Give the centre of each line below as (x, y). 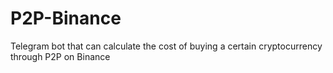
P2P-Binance (66, 18)
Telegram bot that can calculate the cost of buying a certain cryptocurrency (166, 46)
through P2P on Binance (60, 56)
